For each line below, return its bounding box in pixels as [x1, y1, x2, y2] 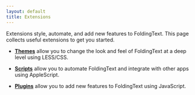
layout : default [6, 8, 46, 15]
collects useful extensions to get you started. [6, 36, 115, 43]
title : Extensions [6, 14, 51, 20]
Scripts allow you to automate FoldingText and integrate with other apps [14, 65, 189, 72]
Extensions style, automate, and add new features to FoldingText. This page [6, 30, 189, 37]
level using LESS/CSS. [14, 54, 69, 61]
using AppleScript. [14, 71, 60, 78]
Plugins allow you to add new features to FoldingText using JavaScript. [14, 82, 186, 89]
